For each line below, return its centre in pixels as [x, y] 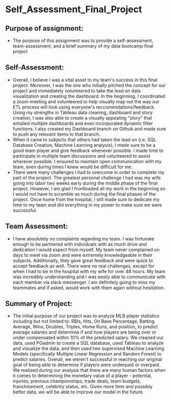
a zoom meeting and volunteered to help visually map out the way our [86, 101]
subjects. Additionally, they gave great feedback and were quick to [83, 260]
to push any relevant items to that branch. [56, 134]
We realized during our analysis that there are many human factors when [89, 370]
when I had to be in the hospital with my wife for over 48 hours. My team [89, 271]
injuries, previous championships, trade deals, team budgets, [77, 381]
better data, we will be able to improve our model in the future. [78, 392]
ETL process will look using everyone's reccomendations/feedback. [84, 107]
